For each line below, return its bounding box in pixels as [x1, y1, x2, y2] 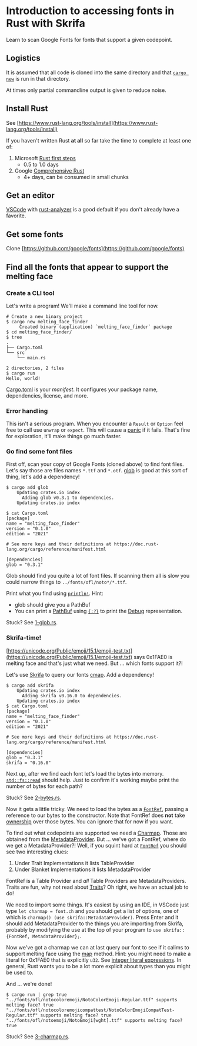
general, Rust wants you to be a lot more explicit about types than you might [6, 962, 191, 969]
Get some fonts [6, 229, 64, 239]
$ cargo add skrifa [6, 682, 54, 688]
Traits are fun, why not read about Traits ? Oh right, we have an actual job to [6, 883, 189, 891]
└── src [6, 349, 25, 356]
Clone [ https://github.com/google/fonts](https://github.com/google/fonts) [6, 245, 185, 252]
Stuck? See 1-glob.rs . [6, 619, 58, 626]
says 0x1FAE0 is [133, 653, 173, 660]
